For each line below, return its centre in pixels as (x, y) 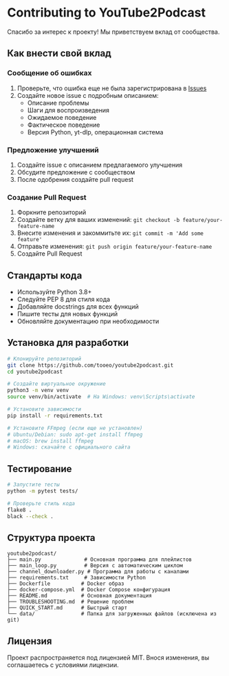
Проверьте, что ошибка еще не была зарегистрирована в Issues (112, 88)
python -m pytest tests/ (43, 491)
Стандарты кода (45, 275)
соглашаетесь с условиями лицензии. (63, 665)
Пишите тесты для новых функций (67, 314)
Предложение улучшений (53, 150)
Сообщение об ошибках (50, 73)
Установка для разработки (68, 343)
